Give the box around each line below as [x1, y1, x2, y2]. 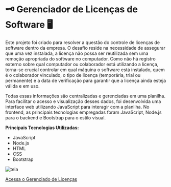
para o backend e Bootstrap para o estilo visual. [5, 114, 106, 120]
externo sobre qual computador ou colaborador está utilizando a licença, [5, 61, 159, 67]
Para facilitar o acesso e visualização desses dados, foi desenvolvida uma [5, 98, 161, 105]
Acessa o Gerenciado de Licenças [5, 176, 78, 182]
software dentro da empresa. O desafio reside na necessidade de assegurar [5, 45, 166, 51]
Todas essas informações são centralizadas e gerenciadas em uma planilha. [5, 93, 166, 99]
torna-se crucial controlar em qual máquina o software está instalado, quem [5, 67, 165, 73]
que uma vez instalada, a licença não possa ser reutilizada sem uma [5, 50, 149, 56]
